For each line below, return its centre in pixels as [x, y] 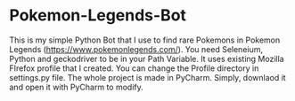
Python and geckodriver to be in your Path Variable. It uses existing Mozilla [147, 58]
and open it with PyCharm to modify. [77, 87]
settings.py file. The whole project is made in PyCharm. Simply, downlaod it [148, 77]
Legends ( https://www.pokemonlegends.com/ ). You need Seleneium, [136, 49]
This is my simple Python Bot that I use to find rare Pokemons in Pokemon [145, 40]
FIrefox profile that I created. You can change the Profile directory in [134, 68]
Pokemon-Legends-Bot [98, 16]
